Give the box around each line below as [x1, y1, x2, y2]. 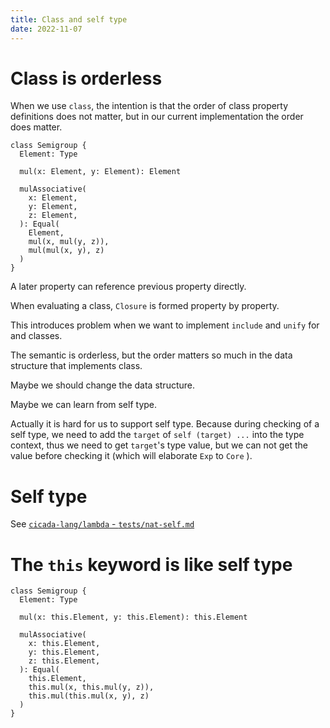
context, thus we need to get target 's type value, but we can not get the [10, 439, 309, 451]
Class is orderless [10, 67, 163, 90]
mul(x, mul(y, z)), [28, 237, 110, 247]
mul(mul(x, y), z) [28, 246, 105, 256]
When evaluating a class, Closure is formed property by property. [10, 300, 280, 312]
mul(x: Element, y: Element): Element [19, 167, 182, 177]
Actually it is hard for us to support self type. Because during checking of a [10, 418, 320, 430]
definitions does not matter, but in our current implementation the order [10, 111, 304, 123]
